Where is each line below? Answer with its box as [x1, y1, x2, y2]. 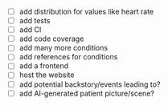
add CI [18, 25, 42, 35]
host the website [18, 70, 75, 79]
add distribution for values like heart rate [18, 7, 154, 16]
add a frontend [18, 61, 69, 71]
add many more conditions [18, 43, 109, 53]
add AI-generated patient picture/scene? [18, 88, 154, 98]
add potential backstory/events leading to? [18, 79, 161, 89]
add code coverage [18, 34, 84, 43]
